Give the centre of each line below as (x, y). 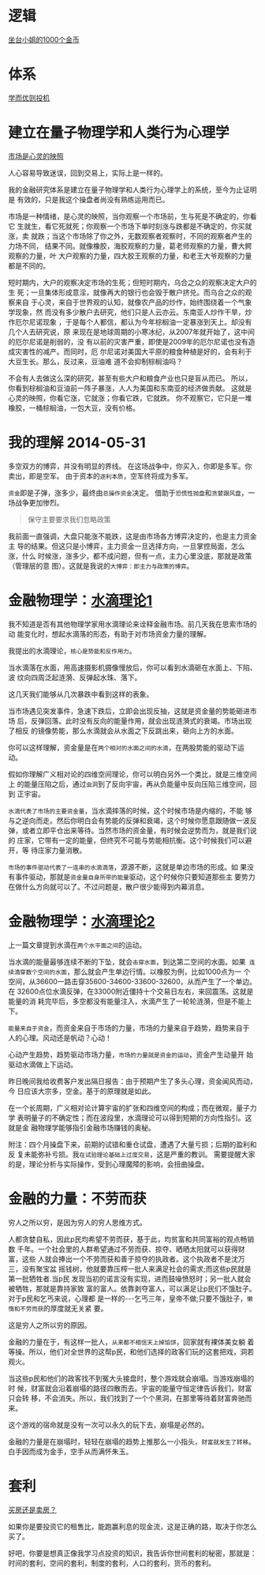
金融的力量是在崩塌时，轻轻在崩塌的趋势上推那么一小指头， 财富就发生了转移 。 (132, 1442)
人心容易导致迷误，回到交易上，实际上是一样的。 (88, 173)
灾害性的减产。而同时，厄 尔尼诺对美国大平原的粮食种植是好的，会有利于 (133, 351)
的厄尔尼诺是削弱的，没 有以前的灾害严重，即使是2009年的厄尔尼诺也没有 (128, 341)
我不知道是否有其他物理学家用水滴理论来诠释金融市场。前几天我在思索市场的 (132, 624)
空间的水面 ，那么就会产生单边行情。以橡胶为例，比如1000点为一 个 (144, 972)
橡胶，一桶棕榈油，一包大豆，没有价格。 (74, 408)
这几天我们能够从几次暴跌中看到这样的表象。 (81, 694)
